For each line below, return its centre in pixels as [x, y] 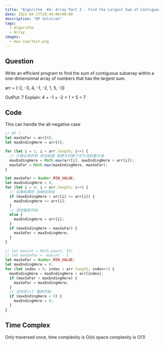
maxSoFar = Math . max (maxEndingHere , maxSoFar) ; [59, 165]
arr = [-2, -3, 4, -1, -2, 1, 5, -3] [35, 88]
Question [19, 61]
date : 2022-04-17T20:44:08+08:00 [39, 14]
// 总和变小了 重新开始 [30, 292]
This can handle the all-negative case [43, 124]
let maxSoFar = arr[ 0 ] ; [29, 138]
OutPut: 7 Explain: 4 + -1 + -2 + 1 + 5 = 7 [46, 97]
